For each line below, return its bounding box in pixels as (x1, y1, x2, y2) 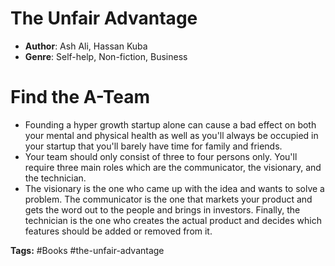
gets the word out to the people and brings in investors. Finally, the (24, 203, 301, 216)
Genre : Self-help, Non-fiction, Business (24, 50, 188, 62)
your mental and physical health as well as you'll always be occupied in (24, 129, 319, 141)
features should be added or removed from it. (24, 225, 213, 237)
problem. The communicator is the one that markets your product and (24, 193, 313, 205)
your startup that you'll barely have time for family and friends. (24, 140, 283, 152)
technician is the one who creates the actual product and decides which (24, 214, 322, 226)
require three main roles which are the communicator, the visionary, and (24, 161, 322, 173)
